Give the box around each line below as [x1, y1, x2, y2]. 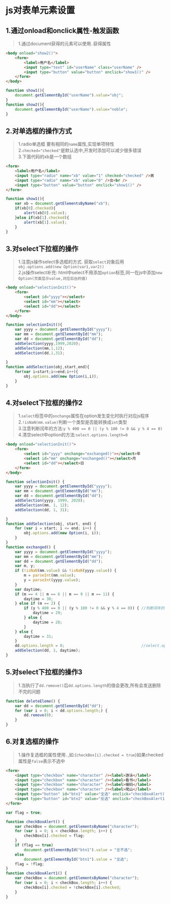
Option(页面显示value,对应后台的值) [18, 276, 88, 281]
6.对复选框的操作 [6, 737, 59, 746]
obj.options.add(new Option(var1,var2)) [18, 265, 104, 270]
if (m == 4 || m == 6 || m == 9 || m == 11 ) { [15, 591, 115, 596]
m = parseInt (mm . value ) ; [24, 573, 76, 578]
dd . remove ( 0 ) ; [24, 713, 53, 718]
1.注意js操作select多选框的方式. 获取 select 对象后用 [18, 259, 124, 265]
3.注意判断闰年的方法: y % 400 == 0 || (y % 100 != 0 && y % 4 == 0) [18, 425, 163, 432]
